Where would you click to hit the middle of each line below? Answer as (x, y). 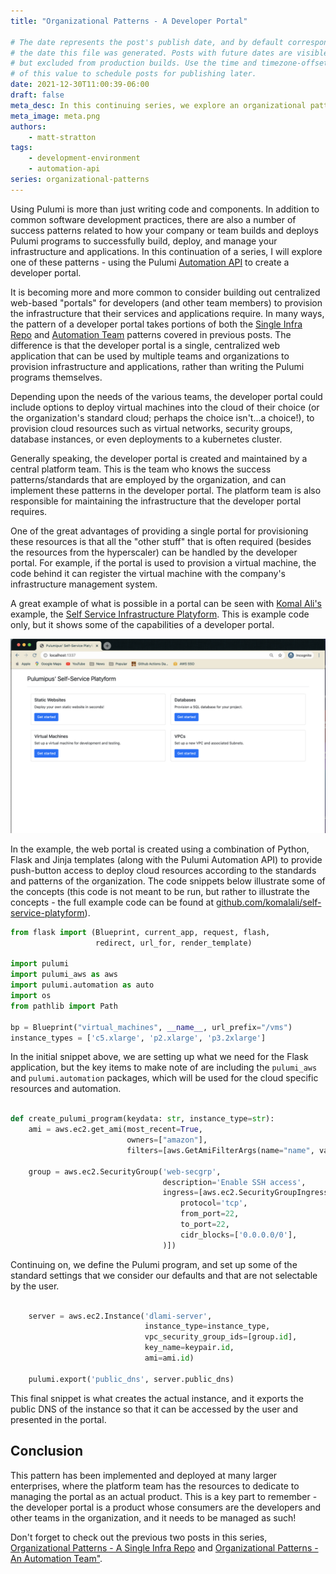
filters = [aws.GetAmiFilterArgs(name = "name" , (220, 1150)
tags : (21, 148)
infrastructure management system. (84, 584)
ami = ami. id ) (169, 1358)
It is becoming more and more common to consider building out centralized (165, 292)
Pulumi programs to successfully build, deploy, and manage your (144, 241)
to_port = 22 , (205, 1225)
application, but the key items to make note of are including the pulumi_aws (164, 1067)
